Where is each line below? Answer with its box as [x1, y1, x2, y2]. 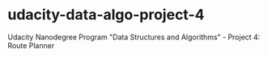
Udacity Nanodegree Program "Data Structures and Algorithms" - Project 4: [7, 32, 261, 42]
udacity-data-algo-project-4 [7, 6, 205, 24]
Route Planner [7, 40, 55, 50]
